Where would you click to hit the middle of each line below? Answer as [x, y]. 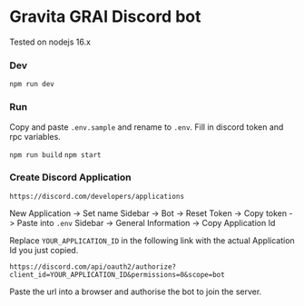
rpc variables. [35, 136]
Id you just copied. [44, 250]
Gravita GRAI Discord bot [105, 17]
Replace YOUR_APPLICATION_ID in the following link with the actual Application [152, 240]
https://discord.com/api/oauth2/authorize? [93, 267]
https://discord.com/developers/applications [97, 196]
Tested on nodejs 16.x [50, 42]
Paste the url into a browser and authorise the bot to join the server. [136, 291]
